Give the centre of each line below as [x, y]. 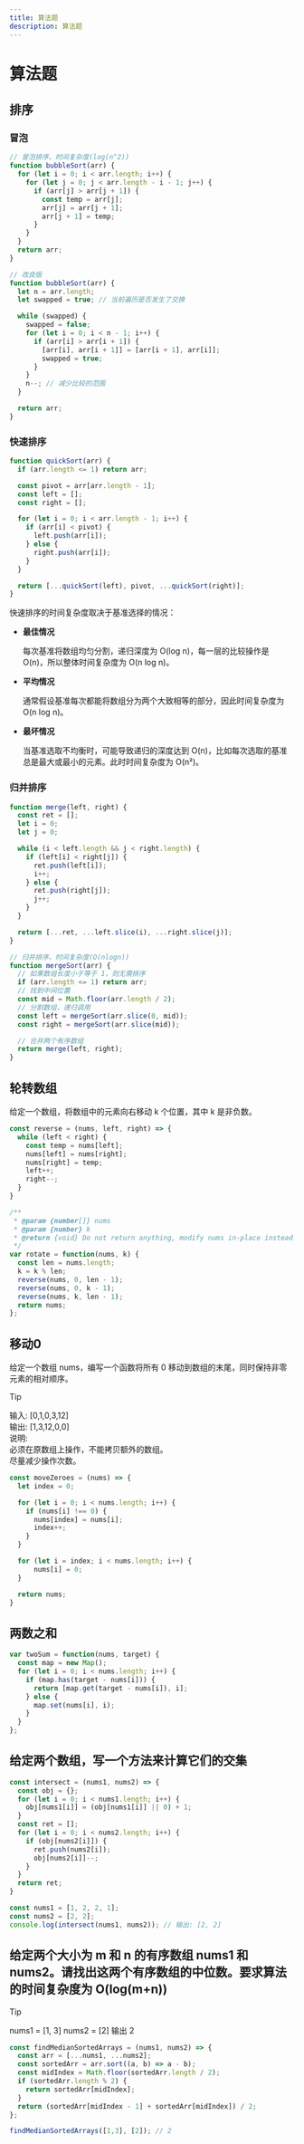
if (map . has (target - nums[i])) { [90, 1680]
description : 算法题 [46, 26]
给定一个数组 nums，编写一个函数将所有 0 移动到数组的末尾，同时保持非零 [148, 1367]
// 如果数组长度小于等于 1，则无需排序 [82, 974]
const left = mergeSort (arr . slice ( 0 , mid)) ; [103, 1016]
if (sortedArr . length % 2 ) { [72, 2082]
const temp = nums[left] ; [75, 1145]
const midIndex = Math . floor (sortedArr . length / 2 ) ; [119, 2073]
